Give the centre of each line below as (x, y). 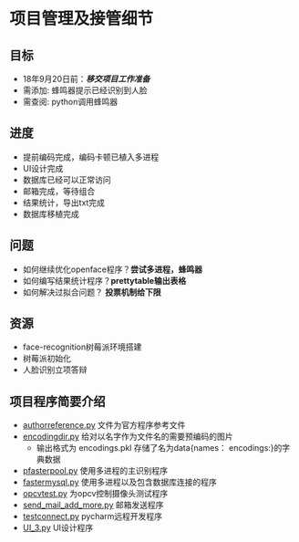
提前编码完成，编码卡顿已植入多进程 (91, 157)
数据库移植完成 (51, 214)
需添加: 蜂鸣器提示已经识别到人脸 (85, 90)
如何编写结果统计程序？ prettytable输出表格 (104, 280)
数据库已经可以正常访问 (67, 180)
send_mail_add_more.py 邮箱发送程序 (93, 505)
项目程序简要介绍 (57, 401)
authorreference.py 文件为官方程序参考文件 (104, 425)
